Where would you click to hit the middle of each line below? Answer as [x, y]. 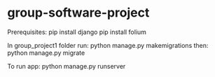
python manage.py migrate [46, 53]
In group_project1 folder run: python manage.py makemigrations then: [108, 45]
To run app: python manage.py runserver [67, 66]
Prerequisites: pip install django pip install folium [77, 32]
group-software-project [78, 13]
